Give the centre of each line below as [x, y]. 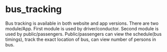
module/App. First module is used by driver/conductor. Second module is [82, 28]
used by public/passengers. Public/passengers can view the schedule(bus [83, 34]
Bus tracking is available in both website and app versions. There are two [82, 23]
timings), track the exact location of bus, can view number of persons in [81, 39]
